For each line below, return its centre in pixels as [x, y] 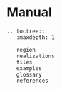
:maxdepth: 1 [35, 37]
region [26, 50]
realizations [35, 56]
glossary [29, 74]
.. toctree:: [26, 31]
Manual [30, 12]
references [32, 81]
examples [29, 68]
